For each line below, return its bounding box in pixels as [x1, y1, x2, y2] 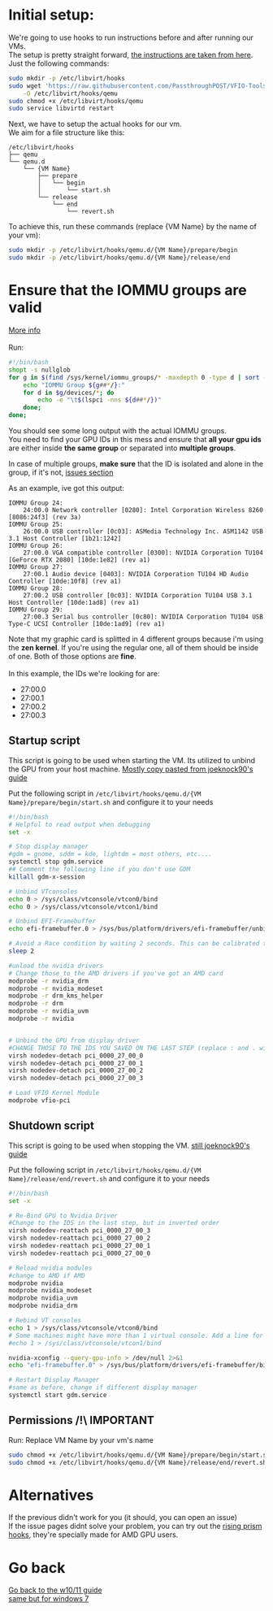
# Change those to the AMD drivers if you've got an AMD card [8, 969, 223, 977]
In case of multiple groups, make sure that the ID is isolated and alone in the [8, 459, 264, 468]
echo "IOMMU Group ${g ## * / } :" [23, 380, 126, 389]
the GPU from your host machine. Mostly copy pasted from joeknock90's [8, 764, 253, 774]
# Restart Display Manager [8, 1376, 100, 1384]
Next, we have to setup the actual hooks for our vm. [8, 119, 182, 129]
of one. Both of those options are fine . [8, 652, 136, 661]
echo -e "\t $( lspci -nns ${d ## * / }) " [37, 396, 162, 404]
